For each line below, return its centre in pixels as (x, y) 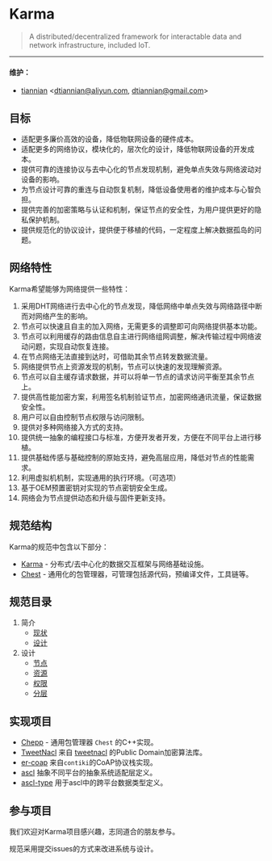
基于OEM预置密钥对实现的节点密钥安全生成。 (96, 487)
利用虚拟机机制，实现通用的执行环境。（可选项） (100, 477)
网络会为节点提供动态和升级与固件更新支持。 (95, 498)
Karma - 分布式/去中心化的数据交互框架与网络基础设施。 (115, 564)
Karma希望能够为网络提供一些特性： (69, 288)
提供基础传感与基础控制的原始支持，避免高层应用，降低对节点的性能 (134, 457)
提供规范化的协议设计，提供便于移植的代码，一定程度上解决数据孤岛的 (138, 229)
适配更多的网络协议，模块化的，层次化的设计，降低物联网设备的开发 (134, 149)
